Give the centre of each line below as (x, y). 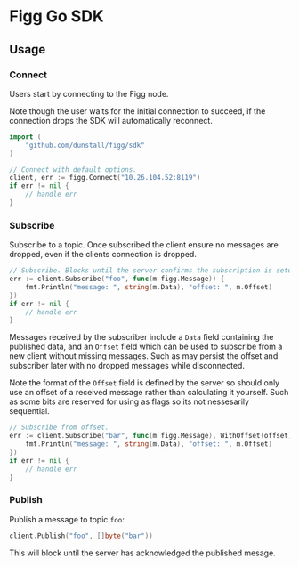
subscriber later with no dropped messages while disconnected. (127, 366)
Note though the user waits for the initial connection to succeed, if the (137, 111)
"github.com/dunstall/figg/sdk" (85, 145)
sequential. (30, 411)
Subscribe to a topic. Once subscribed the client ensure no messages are (144, 245)
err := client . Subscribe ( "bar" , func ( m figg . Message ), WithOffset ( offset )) (153, 436)
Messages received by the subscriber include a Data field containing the (141, 337)
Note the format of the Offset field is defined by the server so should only (145, 383)
